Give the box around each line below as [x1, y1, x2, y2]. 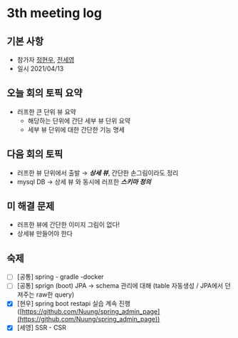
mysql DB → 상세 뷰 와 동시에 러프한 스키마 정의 [16, 177, 151, 186]
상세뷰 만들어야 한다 [16, 230, 73, 238]
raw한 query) [36, 290, 75, 299]
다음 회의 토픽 [6, 148, 63, 160]
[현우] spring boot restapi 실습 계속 [16, 299, 118, 308]
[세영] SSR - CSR [16, 323, 67, 332]
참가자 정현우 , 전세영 [16, 56, 75, 63]
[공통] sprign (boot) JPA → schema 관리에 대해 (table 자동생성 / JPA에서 [16, 282, 224, 290]
